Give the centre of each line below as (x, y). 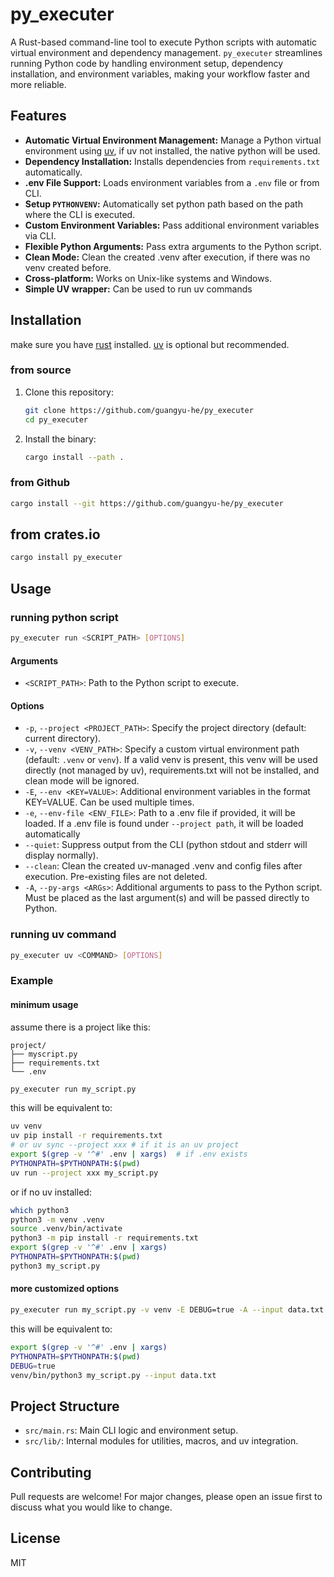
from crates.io (55, 534)
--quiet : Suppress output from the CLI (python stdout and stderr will (166, 845)
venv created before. (68, 267)
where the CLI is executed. (80, 214)
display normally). (61, 855)
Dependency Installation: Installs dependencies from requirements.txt (172, 161)
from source (41, 370)
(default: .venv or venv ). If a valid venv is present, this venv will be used (171, 760)
